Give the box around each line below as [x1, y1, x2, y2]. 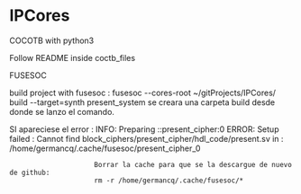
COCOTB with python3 [9, 35, 95, 46]
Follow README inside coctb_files [9, 52, 136, 63]
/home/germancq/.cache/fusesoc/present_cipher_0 [9, 143, 201, 154]
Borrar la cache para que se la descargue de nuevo [94, 160, 293, 169]
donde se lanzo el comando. [9, 106, 115, 117]
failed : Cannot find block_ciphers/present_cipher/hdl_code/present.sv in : [9, 133, 284, 144]
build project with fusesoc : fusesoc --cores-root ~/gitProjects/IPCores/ [9, 87, 277, 98]
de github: [9, 168, 50, 177]
